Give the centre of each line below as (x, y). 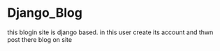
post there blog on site (39, 39)
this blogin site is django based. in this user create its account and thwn (110, 32)
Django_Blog (45, 13)
